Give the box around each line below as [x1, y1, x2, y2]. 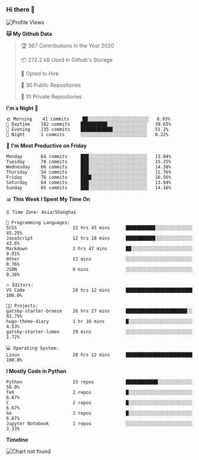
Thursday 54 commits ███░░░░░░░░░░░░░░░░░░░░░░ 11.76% [6, 169, 171, 175]
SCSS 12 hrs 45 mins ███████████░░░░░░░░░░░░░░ [6, 225, 193, 231]
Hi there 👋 [6, 5, 36, 14]
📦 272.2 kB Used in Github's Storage [20, 56, 113, 64]
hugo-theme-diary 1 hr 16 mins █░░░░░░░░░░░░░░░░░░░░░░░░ [6, 319, 193, 324]
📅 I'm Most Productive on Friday [6, 142, 87, 149]
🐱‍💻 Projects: [6, 303, 39, 309]
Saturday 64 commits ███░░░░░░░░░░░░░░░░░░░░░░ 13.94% [6, 179, 171, 186]
